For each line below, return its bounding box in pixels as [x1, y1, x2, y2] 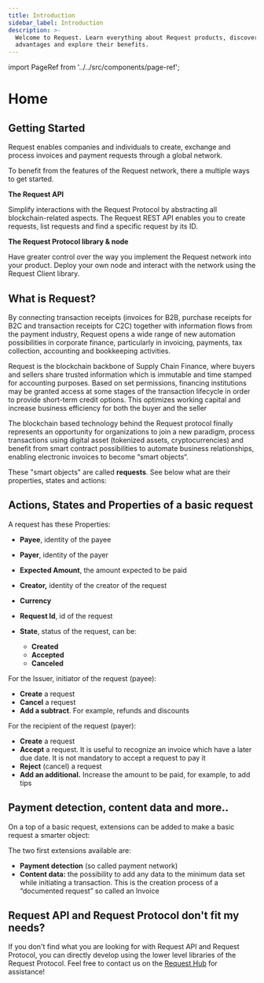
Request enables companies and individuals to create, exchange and [8, 143, 231, 152]
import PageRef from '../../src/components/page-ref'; [8, 62, 181, 72]
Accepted [31, 650, 64, 659]
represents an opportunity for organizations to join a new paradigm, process [8, 426, 255, 436]
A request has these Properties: [8, 519, 111, 529]
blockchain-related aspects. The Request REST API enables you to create [8, 214, 246, 223]
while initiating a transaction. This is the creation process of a [19, 877, 218, 887]
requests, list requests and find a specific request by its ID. [8, 222, 198, 231]
